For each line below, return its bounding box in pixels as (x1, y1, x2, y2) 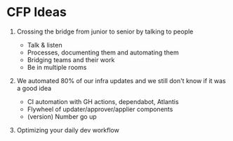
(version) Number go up (27, 112, 98, 121)
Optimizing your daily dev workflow (16, 126, 120, 134)
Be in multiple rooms (27, 63, 87, 71)
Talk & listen (27, 40, 62, 49)
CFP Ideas (6, 4, 67, 20)
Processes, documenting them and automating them (27, 48, 180, 57)
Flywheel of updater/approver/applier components (27, 105, 173, 113)
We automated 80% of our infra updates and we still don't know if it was (16, 76, 226, 84)
